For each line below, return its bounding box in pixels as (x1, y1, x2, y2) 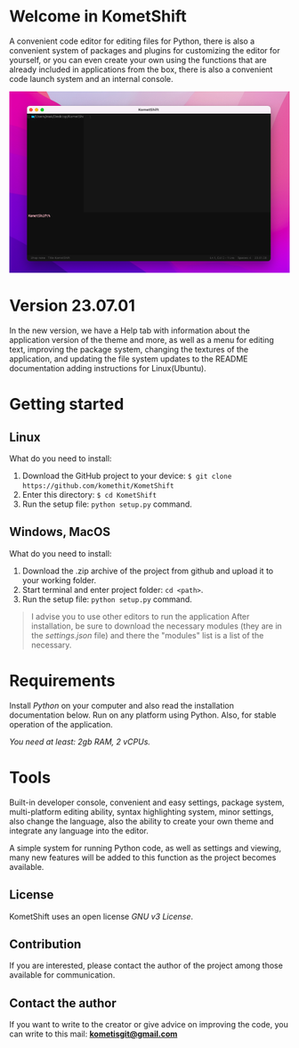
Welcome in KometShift (9, 6, 187, 27)
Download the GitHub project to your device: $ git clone (21, 470, 232, 482)
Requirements (9, 670, 116, 691)
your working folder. (21, 574, 96, 585)
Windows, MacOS (9, 524, 111, 540)
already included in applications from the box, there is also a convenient (9, 64, 273, 75)
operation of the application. (9, 719, 113, 729)
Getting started (9, 394, 125, 415)
